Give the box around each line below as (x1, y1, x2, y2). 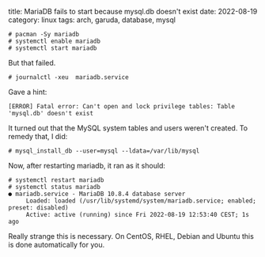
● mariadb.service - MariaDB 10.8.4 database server (8, 190, 186, 198)
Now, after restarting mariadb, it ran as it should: (8, 161, 166, 170)
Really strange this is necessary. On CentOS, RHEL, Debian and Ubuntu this (8, 232, 255, 240)
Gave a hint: (8, 87, 47, 96)
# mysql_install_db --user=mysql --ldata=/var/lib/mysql (8, 147, 200, 155)
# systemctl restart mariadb (8, 176, 104, 184)
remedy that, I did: (8, 132, 68, 141)
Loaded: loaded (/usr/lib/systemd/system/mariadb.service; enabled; (25, 197, 257, 205)
